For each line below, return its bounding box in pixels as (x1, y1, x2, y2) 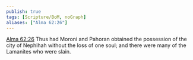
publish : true (6, 8, 42, 15)
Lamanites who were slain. (6, 48, 71, 55)
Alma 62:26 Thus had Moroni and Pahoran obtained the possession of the (6, 36, 187, 43)
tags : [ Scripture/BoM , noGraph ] (6, 14, 86, 20)
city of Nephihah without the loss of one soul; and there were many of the (6, 42, 186, 49)
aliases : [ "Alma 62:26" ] (6, 19, 68, 25)
